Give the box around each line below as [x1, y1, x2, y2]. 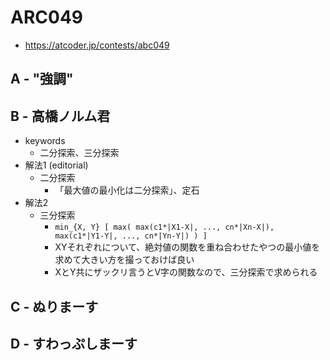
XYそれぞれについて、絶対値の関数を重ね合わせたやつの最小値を [54, 241, 321, 253]
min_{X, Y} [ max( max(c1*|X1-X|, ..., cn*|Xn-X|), [54, 222, 275, 233]
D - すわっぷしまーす [10, 335, 138, 352]
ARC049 [10, 6, 84, 29]
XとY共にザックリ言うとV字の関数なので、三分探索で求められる [54, 266, 318, 278]
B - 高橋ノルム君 [10, 107, 111, 125]
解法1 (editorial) [24, 159, 89, 171]
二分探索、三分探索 [39, 147, 120, 159]
